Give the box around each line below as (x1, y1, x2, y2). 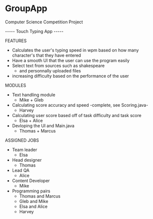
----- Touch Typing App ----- (5, 28, 64, 34)
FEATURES (5, 37, 27, 44)
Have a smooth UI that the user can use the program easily (12, 57, 130, 63)
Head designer (12, 157, 42, 163)
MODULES (5, 82, 27, 88)
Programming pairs (12, 188, 51, 194)
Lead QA (12, 167, 30, 173)
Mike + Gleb (19, 97, 44, 102)
